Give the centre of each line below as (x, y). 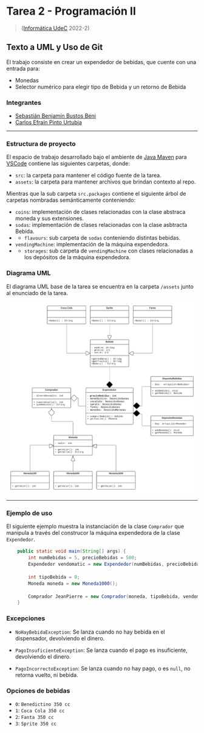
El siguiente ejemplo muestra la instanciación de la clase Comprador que (95, 526)
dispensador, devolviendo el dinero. (60, 638)
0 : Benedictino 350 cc (42, 704)
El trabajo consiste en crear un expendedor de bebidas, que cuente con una (101, 62)
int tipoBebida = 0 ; (54, 577)
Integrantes (24, 102)
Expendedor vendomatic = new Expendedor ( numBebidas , (96, 564)
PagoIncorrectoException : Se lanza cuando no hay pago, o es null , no (103, 668)
